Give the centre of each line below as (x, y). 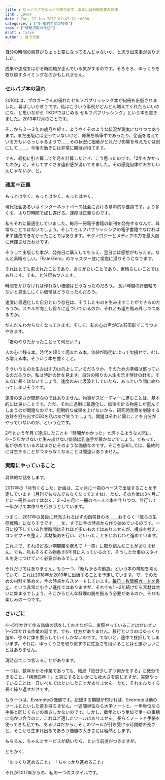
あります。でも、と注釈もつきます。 (41, 275)
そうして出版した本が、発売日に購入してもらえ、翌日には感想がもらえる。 (80, 253)
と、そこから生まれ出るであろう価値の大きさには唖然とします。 (69, 731)
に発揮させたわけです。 (29, 242)
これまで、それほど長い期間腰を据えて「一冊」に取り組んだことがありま (78, 546)
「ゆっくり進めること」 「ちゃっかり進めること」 (55, 762)
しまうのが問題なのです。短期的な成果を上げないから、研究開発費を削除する (82, 410)
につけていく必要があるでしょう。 (52, 558)
